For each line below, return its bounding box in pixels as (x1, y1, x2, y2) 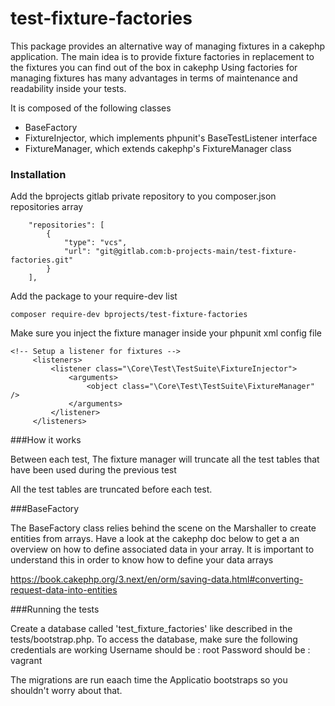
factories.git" (10, 255, 74, 266)
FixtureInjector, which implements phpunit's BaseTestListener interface (24, 132, 318, 144)
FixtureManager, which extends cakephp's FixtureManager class (24, 142, 292, 154)
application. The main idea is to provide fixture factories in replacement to (10, 50, 315, 62)
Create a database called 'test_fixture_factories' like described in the (10, 623, 293, 635)
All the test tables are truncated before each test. (10, 483, 213, 496)
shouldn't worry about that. (10, 685, 123, 697)
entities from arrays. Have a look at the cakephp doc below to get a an (10, 533, 300, 545)
